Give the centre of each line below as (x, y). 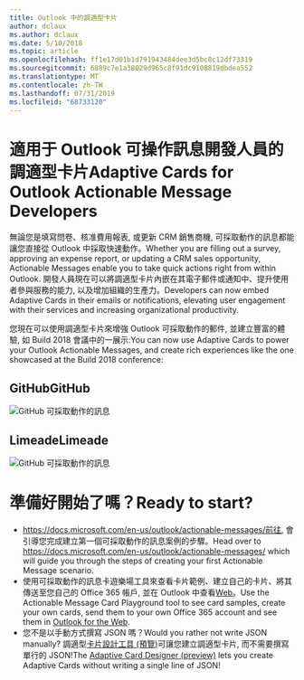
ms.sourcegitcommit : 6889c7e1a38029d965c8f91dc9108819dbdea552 (131, 69)
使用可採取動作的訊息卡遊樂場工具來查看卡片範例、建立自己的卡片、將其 (157, 581)
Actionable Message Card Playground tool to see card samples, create (154, 602)
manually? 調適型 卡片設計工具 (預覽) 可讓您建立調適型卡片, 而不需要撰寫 (156, 644)
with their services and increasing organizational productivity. (124, 310)
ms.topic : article (44, 52)
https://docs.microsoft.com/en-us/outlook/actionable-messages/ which (156, 551)
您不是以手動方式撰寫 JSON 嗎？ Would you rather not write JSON (145, 632)
